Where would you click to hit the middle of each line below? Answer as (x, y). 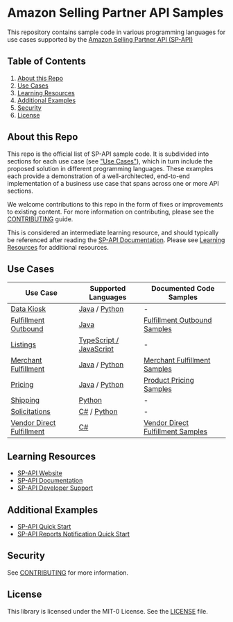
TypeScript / (99, 340)
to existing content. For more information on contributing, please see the (111, 212)
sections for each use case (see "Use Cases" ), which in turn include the (110, 161)
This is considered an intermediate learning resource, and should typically (113, 232)
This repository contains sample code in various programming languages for (116, 32)
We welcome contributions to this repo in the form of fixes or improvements (115, 204)
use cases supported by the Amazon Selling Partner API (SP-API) (100, 39)
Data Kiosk (28, 309)
